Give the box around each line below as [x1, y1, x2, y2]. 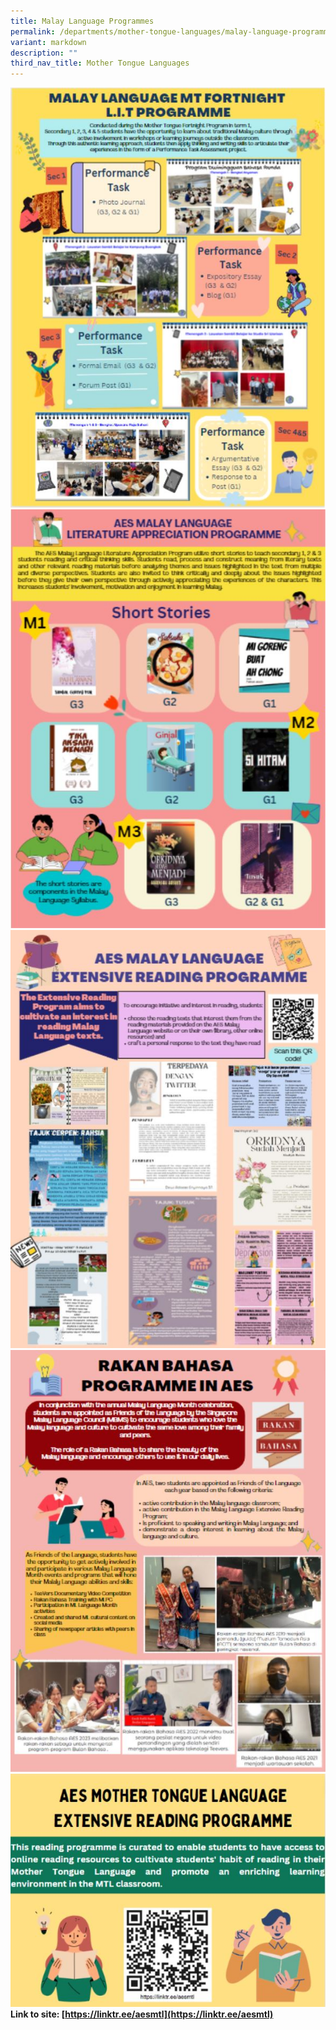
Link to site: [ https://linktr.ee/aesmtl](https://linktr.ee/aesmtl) [10, 2008, 274, 2020]
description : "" [10, 48, 78, 58]
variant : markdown [10, 37, 87, 47]
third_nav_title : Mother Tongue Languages [10, 58, 190, 69]
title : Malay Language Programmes [10, 16, 155, 26]
